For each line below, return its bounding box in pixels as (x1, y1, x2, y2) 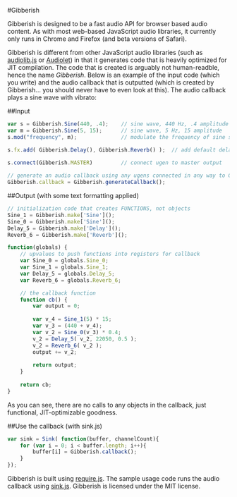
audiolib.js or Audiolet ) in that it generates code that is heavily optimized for (7, 56, 227, 64)
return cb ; (20, 381, 52, 388)
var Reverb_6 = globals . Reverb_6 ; (20, 276, 121, 284)
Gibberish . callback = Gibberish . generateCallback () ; (7, 179, 166, 186)
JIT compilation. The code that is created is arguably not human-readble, (7, 63, 220, 71)
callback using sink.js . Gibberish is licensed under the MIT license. (7, 482, 201, 490)
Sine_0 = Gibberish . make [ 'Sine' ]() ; (7, 218, 115, 225)
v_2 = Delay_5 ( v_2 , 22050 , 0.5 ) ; (32, 335, 138, 343)
